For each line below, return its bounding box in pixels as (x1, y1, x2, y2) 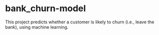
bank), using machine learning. (5, 24, 69, 30)
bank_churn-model (5, 3, 86, 14)
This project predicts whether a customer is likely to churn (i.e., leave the (5, 19, 155, 25)
